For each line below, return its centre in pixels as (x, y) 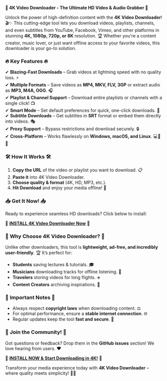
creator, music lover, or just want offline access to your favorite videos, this (82, 43)
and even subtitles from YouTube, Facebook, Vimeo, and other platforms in (82, 30)
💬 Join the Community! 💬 (36, 332)
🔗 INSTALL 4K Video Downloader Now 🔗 (47, 223)
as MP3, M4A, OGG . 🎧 (29, 90)
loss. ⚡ (12, 78)
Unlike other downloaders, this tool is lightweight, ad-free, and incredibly (82, 247)
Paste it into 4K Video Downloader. (48, 177)
